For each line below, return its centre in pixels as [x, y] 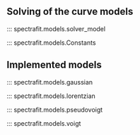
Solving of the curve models [70, 12]
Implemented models [54, 65]
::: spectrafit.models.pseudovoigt [55, 109]
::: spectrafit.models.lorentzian [51, 96]
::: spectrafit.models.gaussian [50, 82]
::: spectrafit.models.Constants [51, 43]
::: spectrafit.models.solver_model [56, 28]
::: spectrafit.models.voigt [44, 123]
